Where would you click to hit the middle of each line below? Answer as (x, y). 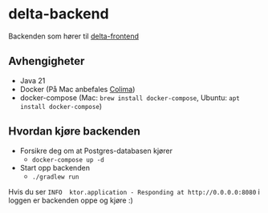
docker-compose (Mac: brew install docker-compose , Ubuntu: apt (130, 98)
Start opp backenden (55, 167)
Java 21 (32, 80)
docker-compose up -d (68, 160)
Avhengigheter (47, 61)
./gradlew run (55, 177)
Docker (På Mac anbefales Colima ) (77, 89)
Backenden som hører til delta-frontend (73, 36)
